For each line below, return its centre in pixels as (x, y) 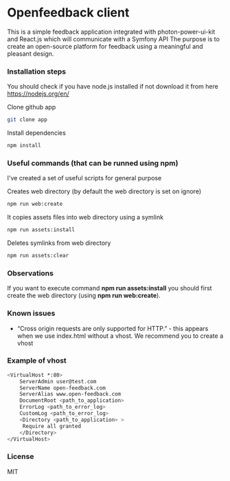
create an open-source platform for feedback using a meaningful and (105, 46)
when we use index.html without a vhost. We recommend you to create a (120, 336)
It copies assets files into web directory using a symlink (85, 217)
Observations (30, 273)
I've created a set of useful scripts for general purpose (84, 178)
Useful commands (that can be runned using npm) (93, 163)
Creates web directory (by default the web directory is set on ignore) (104, 191)
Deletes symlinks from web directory (59, 243)
